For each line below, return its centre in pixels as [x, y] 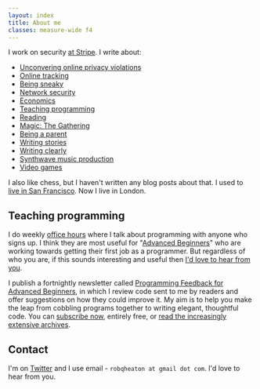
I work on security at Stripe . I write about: [75, 53]
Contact [28, 349]
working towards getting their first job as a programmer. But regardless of [127, 251]
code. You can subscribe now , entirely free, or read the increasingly [117, 316]
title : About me [34, 23]
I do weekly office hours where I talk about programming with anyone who [128, 234]
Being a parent [43, 134]
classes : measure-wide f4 [50, 30]
